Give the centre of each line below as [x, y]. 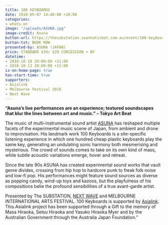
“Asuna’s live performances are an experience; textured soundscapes [79, 108]
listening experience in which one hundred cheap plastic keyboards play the [84, 139]
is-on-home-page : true [29, 71]
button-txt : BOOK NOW [28, 43]
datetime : [15, 57]
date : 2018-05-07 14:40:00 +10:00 [41, 15]
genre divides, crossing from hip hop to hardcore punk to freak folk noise [80, 170]
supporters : [17, 80]
